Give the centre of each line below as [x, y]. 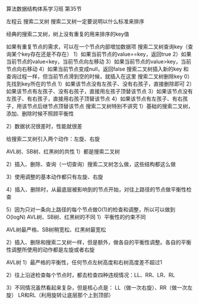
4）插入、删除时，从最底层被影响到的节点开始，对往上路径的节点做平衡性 [97, 189]
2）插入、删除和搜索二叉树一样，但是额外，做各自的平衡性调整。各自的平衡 [99, 242]
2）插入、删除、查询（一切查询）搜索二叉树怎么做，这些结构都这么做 [91, 164]
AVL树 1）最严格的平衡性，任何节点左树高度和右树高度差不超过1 [84, 262]
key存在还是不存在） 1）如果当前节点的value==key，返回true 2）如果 [107, 54]
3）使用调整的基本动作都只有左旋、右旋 [55, 177]
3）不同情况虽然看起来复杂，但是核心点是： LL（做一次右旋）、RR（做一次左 [99, 288]
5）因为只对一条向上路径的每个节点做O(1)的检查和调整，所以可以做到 [91, 209]
